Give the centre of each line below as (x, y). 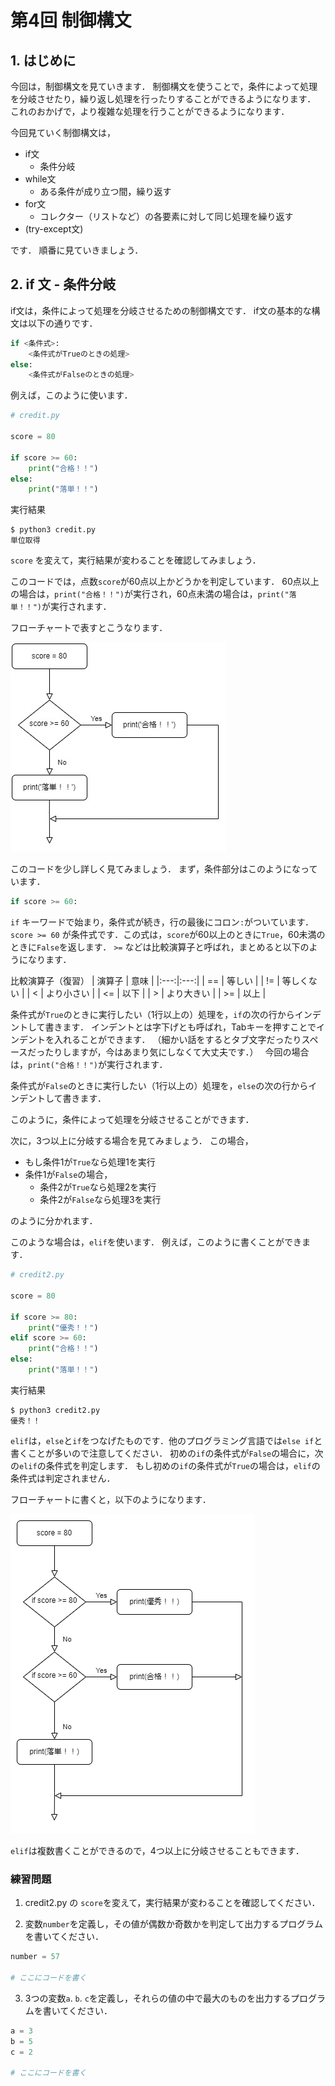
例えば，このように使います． (71, 395)
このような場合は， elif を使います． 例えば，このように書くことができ (156, 1242)
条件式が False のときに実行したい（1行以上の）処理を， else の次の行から (159, 1086)
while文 (40, 179)
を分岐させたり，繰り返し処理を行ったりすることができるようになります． (163, 99)
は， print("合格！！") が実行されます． (89, 1065)
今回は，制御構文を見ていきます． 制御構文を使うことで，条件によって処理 (164, 86)
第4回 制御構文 (71, 20)
